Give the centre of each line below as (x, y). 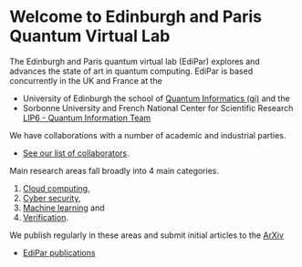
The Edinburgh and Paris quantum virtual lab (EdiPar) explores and (135, 61)
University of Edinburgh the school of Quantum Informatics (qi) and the (156, 98)
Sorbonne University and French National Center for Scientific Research (158, 108)
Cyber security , (52, 198)
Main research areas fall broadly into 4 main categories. (115, 170)
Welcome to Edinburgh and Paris (136, 17)
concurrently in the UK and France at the (86, 80)
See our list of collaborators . (76, 153)
